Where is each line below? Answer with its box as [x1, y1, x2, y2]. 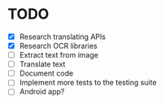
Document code [19, 68, 74, 78]
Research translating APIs [19, 32, 106, 41]
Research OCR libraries [19, 41, 98, 50]
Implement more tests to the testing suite [19, 78, 157, 88]
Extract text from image [19, 50, 99, 60]
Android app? [19, 87, 65, 97]
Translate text [19, 59, 66, 69]
